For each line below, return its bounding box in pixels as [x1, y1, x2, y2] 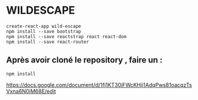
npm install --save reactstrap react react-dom [6, 33, 127, 39]
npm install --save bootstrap [6, 28, 82, 35]
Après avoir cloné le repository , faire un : [6, 55, 163, 65]
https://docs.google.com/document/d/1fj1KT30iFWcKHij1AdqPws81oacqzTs [6, 81, 192, 88]
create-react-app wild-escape [6, 23, 82, 29]
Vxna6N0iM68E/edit [6, 87, 57, 95]
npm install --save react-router [6, 39, 89, 45]
